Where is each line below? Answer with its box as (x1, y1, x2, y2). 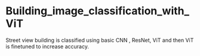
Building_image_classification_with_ (5, 4, 189, 18)
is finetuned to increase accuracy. (5, 43, 89, 50)
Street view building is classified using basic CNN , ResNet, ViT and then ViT (5, 36, 194, 43)
